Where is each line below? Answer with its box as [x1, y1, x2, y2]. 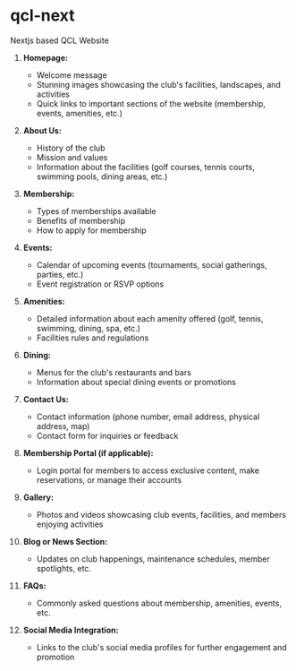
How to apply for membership [36, 225, 147, 236]
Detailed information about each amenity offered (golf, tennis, [36, 313, 264, 323]
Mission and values [36, 151, 108, 162]
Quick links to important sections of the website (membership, [36, 98, 266, 108]
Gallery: [22, 492, 55, 503]
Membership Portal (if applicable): [22, 447, 154, 458]
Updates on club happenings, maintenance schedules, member [36, 553, 271, 564]
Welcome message [36, 69, 107, 81]
